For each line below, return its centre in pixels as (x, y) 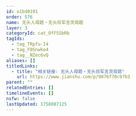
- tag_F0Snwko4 (30, 50)
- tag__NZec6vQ (30, 55)
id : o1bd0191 (22, 11)
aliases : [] (21, 60)
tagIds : (16, 39)
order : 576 (19, 17)
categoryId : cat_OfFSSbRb (38, 33)
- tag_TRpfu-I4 (30, 45)
